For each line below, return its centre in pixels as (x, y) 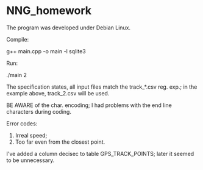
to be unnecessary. (30, 160)
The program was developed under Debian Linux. (69, 28)
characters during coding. (39, 111)
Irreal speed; (31, 135)
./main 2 (17, 75)
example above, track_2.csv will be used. (58, 93)
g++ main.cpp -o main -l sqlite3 (46, 51)
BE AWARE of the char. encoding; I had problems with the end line (89, 105)
